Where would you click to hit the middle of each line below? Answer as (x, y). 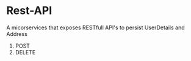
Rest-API (29, 11)
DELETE (25, 52)
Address (17, 34)
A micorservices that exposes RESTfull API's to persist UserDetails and (95, 27)
